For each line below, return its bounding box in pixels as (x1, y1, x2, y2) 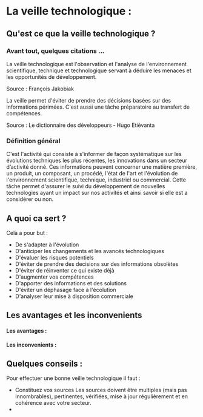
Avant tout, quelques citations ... (6, 47, 105, 55)
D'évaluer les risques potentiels (15, 254, 94, 261)
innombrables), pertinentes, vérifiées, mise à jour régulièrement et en (15, 393, 188, 400)
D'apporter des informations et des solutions (15, 279, 127, 286)
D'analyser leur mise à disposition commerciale (15, 293, 133, 300)
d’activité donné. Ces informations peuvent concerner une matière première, (6, 163, 198, 171)
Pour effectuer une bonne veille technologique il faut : (6, 375, 141, 382)
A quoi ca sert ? (6, 213, 67, 223)
